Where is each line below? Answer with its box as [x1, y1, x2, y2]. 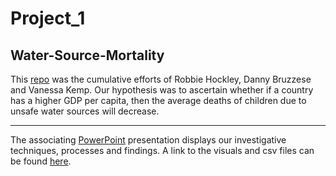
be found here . [10, 155, 72, 167]
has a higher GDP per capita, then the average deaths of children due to [10, 95, 307, 106]
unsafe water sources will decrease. [10, 105, 160, 117]
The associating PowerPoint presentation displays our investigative [10, 134, 287, 146]
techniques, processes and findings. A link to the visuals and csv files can [10, 145, 315, 156]
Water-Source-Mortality [10, 47, 165, 64]
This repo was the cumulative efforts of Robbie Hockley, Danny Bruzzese [10, 73, 312, 85]
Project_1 [10, 7, 86, 30]
